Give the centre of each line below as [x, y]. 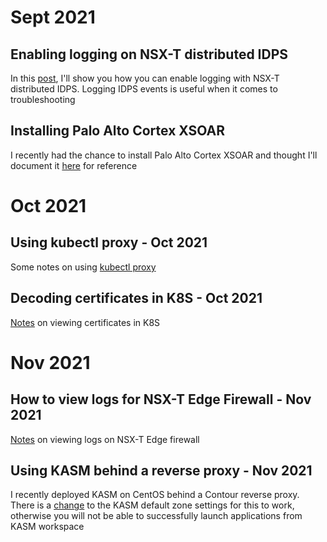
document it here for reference [74, 165]
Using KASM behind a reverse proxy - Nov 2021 [161, 471]
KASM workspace [47, 527]
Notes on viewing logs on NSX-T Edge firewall [105, 439]
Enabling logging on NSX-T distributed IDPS [149, 54]
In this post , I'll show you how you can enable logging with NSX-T [145, 78]
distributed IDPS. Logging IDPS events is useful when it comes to [144, 89]
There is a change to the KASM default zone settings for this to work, [152, 505]
